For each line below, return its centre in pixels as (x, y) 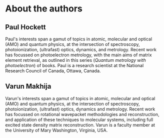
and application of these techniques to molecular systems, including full (79, 120)
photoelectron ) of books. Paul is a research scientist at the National (74, 66)
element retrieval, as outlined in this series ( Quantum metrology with (75, 60)
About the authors (44, 9)
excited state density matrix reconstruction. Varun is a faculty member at (80, 125)
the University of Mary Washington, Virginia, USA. (56, 130)
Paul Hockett (25, 27)
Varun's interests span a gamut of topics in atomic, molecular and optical (80, 98)
